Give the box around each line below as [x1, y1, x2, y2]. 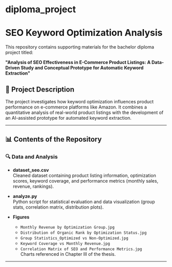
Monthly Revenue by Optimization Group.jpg [20, 225, 115, 230]
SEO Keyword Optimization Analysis [5, 27, 163, 39]
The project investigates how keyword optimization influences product [5, 98, 154, 104]
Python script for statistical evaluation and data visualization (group [12, 198, 155, 205]
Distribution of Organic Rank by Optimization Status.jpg [20, 230, 147, 235]
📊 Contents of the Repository [5, 135, 102, 144]
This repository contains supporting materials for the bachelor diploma [5, 44, 155, 50]
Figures [12, 214, 30, 220]
